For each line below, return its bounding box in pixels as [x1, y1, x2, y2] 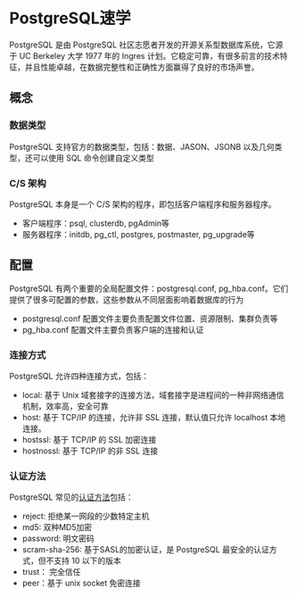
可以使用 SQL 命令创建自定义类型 [32, 153, 154, 163]
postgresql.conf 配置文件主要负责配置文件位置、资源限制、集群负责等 [21, 313, 278, 324]
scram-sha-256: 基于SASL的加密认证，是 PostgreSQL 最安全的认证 [21, 544, 269, 555]
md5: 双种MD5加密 [21, 522, 92, 533]
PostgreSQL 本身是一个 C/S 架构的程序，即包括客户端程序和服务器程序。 [9, 198, 276, 210]
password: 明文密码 [21, 533, 95, 544]
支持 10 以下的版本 [53, 555, 122, 567]
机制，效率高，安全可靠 [21, 401, 109, 411]
